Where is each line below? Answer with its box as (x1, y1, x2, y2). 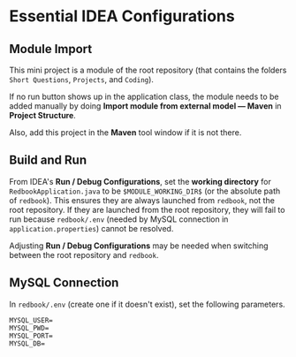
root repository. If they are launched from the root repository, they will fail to (9, 204, 285, 215)
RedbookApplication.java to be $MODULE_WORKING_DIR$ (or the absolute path (9, 186, 281, 196)
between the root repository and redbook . (9, 249, 159, 260)
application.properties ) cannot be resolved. (9, 223, 174, 233)
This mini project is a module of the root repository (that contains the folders (9, 65, 287, 75)
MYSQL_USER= (9, 315, 53, 324)
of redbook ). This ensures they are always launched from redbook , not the (9, 194, 276, 205)
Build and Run (9, 153, 87, 168)
